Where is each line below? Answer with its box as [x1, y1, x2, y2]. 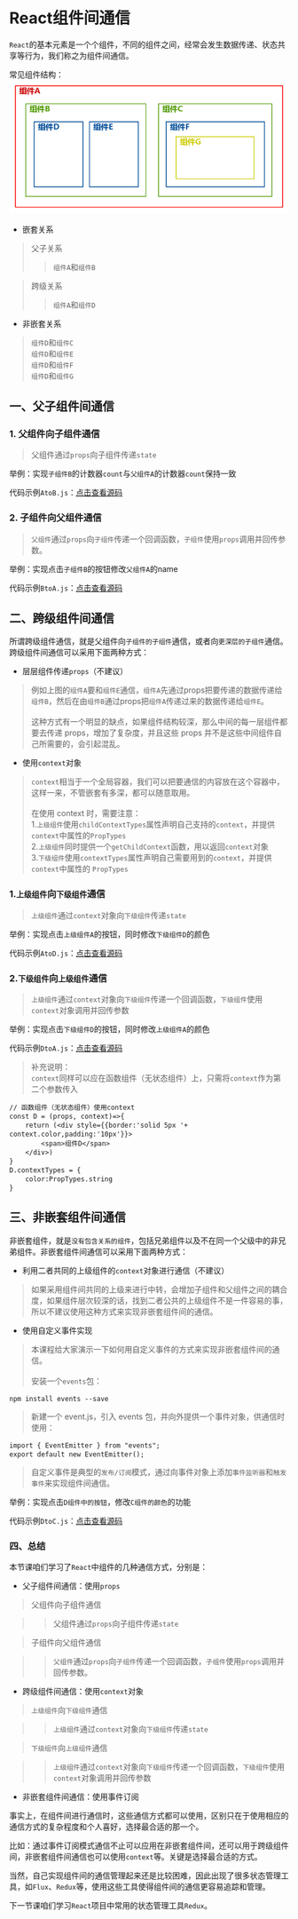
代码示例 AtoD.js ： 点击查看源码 [9, 948, 123, 958]
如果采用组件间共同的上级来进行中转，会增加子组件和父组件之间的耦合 [30, 1284, 288, 1295]
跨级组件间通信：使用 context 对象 [21, 1686, 144, 1697]
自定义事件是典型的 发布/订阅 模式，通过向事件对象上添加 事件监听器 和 [30, 1466, 273, 1477]
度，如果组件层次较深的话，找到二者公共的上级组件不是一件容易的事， [30, 1295, 288, 1305]
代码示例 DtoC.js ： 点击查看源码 [9, 1515, 123, 1526]
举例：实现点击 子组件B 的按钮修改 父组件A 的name [9, 563, 179, 574]
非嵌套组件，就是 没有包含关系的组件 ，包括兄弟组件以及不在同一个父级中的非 [9, 1235, 279, 1246]
